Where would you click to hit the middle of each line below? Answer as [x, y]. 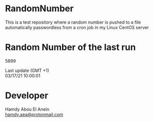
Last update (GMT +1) [27, 70]
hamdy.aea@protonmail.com [34, 114]
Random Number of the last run [71, 47]
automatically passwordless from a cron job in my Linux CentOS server [77, 27]
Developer [27, 96]
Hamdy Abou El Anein [27, 109]
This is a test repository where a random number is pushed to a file [73, 22]
